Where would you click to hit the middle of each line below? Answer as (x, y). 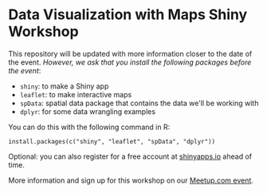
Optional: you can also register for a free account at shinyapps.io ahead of (130, 156)
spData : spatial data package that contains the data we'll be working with (139, 103)
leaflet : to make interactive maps (76, 94)
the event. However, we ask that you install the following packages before (130, 62)
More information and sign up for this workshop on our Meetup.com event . (131, 180)
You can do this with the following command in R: (89, 127)
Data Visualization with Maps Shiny (128, 15)
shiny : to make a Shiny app (64, 86)
